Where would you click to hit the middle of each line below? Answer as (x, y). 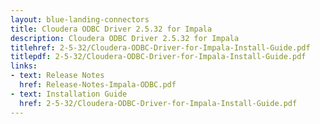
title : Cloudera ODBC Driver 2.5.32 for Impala (111, 29)
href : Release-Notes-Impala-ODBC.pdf (98, 85)
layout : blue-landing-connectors (80, 19)
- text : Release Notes (57, 76)
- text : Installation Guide (69, 94)
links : (24, 66)
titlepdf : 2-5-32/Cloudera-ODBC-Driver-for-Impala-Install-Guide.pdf (158, 57)
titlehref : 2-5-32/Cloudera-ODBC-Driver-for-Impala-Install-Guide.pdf (160, 47)
